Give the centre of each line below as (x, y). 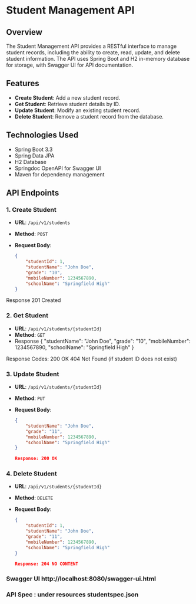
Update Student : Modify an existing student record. (77, 110)
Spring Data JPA (34, 155)
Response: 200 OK (36, 459)
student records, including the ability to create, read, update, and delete (93, 52)
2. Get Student (27, 316)
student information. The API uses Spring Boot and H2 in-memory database (98, 59)
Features (23, 83)
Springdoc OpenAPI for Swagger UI (58, 168)
